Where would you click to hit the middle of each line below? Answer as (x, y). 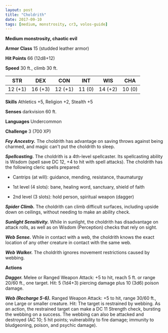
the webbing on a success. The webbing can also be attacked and (75, 314)
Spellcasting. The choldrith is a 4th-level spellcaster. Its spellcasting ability (84, 157)
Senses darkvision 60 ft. (31, 112)
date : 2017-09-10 (24, 19)
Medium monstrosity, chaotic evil (41, 39)
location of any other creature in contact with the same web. (68, 243)
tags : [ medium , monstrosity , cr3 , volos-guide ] (57, 24)
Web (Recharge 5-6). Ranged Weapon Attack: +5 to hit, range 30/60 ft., (81, 298)
